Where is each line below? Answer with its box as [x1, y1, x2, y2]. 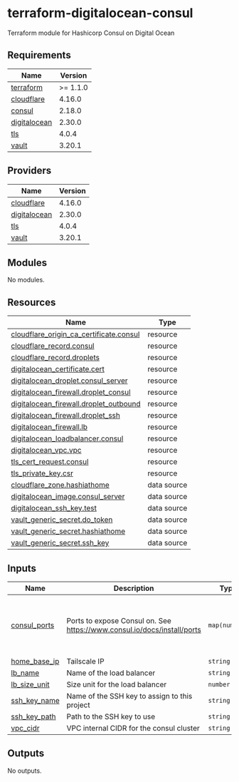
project [66, 700, 90, 710]
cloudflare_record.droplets [11, 353, 100, 363]
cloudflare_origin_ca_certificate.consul [11, 329, 140, 339]
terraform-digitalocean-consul [7, 5, 193, 21]
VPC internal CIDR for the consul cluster [66, 724, 201, 733]
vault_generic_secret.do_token [11, 515, 113, 525]
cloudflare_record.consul [11, 341, 95, 351]
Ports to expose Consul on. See [66, 615, 172, 625]
